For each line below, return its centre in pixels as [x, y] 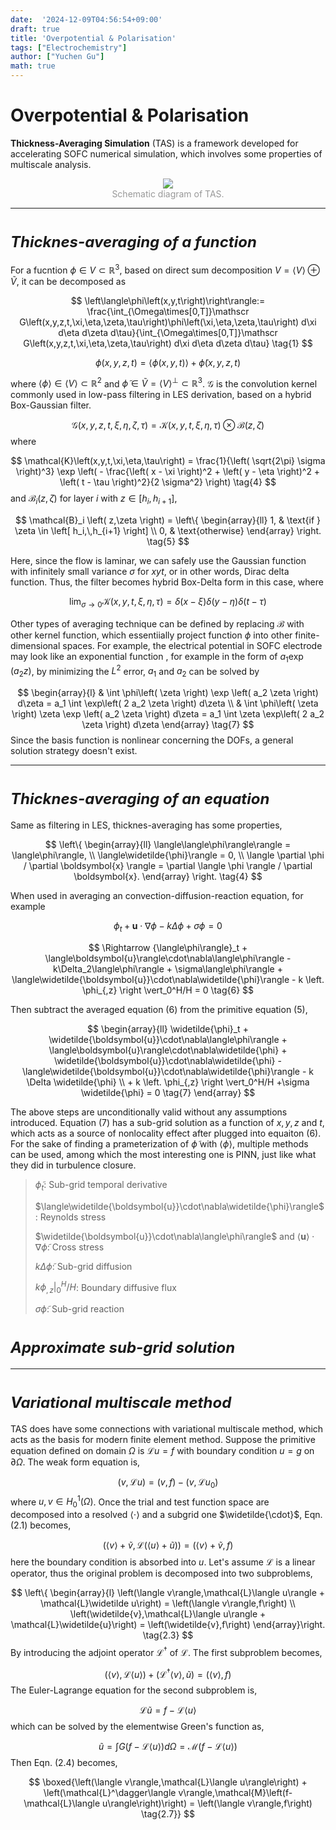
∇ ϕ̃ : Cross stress [69, 1247]
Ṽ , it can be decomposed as [68, 281]
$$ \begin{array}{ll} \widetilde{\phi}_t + [168, 1028]
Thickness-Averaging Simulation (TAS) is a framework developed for [154, 143]
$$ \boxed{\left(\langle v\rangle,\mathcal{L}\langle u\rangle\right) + [168, 1782]
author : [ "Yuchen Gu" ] [57, 57]
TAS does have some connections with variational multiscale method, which [167, 1428]
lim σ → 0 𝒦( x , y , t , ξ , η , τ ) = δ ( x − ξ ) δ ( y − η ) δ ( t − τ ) [168, 602]
